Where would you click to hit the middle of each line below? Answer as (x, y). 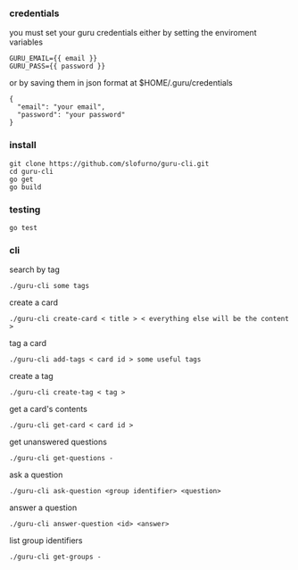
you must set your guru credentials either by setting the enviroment (133, 33)
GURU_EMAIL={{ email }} (54, 59)
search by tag (35, 269)
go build (25, 187)
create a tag (31, 376)
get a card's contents (48, 409)
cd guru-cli (31, 171)
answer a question (43, 508)
